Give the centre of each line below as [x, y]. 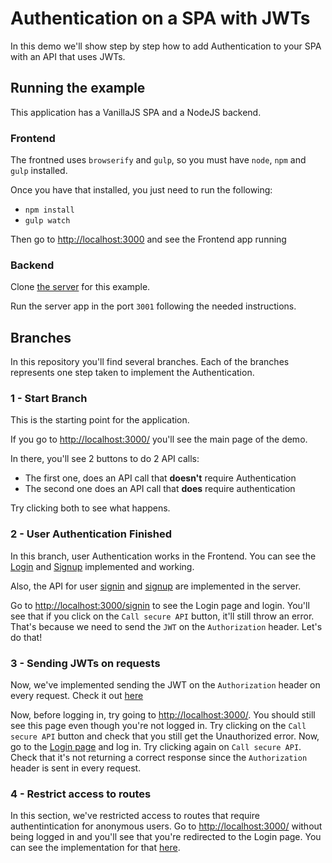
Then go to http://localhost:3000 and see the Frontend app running [148, 239]
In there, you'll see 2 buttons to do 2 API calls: [105, 459]
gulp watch [47, 221]
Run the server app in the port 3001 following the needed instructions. [153, 306]
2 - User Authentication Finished [91, 534]
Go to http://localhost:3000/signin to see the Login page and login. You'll [160, 605]
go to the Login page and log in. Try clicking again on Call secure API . [156, 747]
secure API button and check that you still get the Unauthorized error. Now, [165, 736]
